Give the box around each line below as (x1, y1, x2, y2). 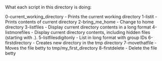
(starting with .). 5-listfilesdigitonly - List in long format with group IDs (5, 34, 147, 40)
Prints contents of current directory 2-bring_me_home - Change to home (5, 19, 154, 25)
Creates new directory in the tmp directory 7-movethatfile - (36, 40, 157, 46)
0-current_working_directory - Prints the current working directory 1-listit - (5, 14, 158, 19)
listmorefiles (5, 30, 31, 35)
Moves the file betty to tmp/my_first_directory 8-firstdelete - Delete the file (5, 45, 158, 51)
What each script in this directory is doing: (5, 4, 92, 10)
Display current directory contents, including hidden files (34, 30, 150, 35)
